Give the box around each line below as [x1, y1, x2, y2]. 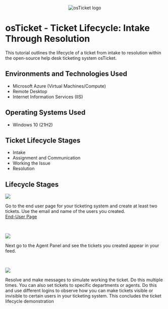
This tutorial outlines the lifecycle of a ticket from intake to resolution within [5, 49, 161, 55]
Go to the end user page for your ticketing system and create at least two [5, 203, 157, 209]
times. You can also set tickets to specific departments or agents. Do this [5, 282, 157, 288]
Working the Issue [12, 160, 50, 166]
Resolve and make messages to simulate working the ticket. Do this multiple [5, 277, 163, 283]
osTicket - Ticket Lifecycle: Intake [5, 23, 150, 34]
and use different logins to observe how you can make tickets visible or [5, 287, 153, 294]
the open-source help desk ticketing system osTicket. [5, 55, 117, 61]
